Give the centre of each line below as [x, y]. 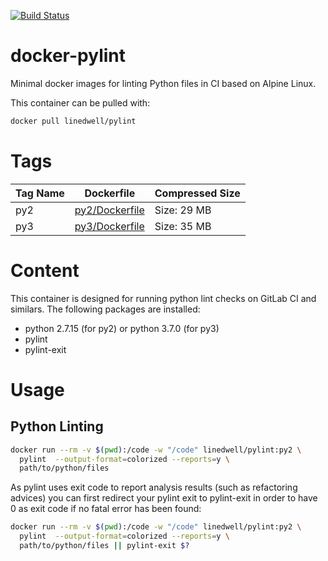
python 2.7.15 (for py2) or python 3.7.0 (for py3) [122, 328]
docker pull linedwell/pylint [73, 121]
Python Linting [57, 426]
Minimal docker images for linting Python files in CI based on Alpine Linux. [163, 83]
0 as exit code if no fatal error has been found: [106, 509]
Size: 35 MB [183, 226]
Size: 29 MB [183, 210]
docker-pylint [68, 56]
